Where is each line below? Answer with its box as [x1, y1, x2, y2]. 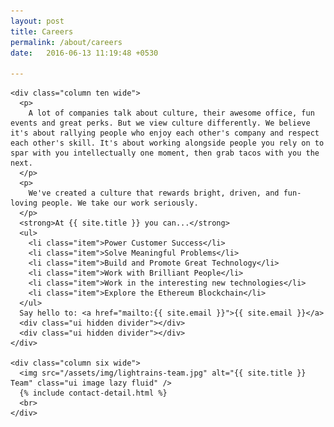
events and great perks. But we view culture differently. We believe [10, 118, 311, 129]
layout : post [10, 16, 65, 26]
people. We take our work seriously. [41, 198, 199, 209]
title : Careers [10, 26, 74, 37]
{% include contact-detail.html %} [19, 388, 168, 399]
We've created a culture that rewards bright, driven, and [28, 188, 280, 199]
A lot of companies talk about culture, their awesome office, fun [28, 108, 315, 119]
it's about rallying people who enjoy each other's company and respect [10, 128, 320, 139]
